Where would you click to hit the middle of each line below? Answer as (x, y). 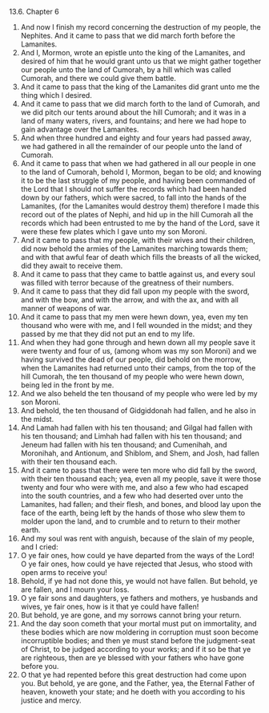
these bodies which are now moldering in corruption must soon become (139, 632)
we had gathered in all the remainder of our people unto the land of (131, 146)
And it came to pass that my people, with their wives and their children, (138, 240)
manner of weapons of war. (66, 308)
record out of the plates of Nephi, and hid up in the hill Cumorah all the (137, 215)
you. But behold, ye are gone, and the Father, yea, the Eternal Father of (138, 683)
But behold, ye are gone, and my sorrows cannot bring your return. (131, 615)
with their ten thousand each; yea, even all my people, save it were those (141, 479)
